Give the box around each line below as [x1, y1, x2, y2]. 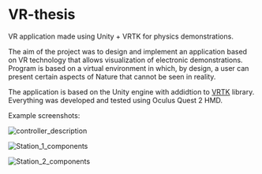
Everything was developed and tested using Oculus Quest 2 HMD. [8, 95, 223, 105]
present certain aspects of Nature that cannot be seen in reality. [8, 72, 216, 81]
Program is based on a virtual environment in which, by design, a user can [8, 63, 249, 72]
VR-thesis [8, 6, 76, 24]
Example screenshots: [8, 110, 80, 120]
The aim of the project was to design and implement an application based [8, 46, 247, 56]
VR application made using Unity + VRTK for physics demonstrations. [8, 31, 234, 41]
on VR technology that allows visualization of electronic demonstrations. [8, 55, 243, 65]
